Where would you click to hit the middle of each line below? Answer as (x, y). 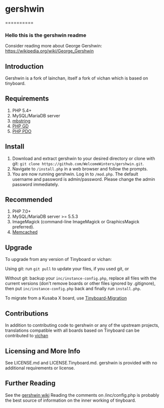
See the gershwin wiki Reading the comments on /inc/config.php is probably (82, 395)
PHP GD (20, 126)
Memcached (25, 232)
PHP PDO (22, 131)
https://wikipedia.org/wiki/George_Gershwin (49, 51)
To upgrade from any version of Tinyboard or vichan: (59, 259)
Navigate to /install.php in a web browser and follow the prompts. (80, 169)
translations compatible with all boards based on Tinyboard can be (72, 330)
